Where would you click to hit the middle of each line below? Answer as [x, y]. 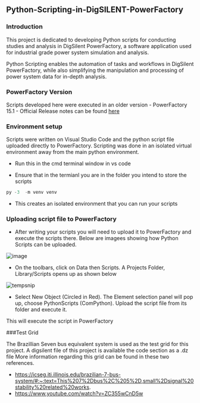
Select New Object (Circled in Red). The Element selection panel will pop [104, 297]
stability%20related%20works [52, 387]
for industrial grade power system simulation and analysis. [78, 52]
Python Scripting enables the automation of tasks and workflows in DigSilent [100, 64]
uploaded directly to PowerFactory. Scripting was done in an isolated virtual [99, 146]
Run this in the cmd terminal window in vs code [73, 163]
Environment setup [34, 126]
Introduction [24, 27]
